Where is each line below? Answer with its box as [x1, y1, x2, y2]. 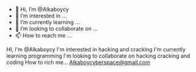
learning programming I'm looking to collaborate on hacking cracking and [6, 52, 191, 59]
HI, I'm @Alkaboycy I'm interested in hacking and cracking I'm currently [6, 46, 186, 53]
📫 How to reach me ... [15, 32, 72, 39]
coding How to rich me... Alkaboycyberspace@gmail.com [6, 59, 150, 66]
